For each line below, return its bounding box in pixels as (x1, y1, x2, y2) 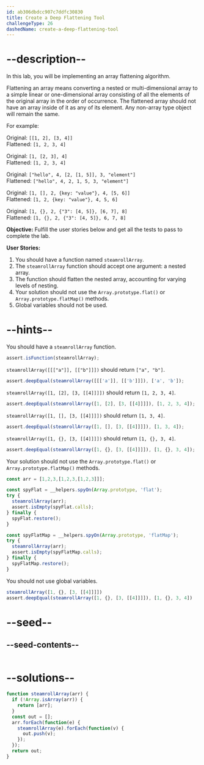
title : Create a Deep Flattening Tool (6, 15, 105, 21)
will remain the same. (6, 111, 60, 118)
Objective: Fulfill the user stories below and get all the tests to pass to (6, 226, 183, 233)
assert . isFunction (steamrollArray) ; (6, 355, 100, 361)
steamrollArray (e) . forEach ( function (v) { (17, 725, 124, 731)
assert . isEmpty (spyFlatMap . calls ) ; (12, 549, 103, 555)
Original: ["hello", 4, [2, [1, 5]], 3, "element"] (6, 171, 136, 178)
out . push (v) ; (22, 731, 56, 737)
